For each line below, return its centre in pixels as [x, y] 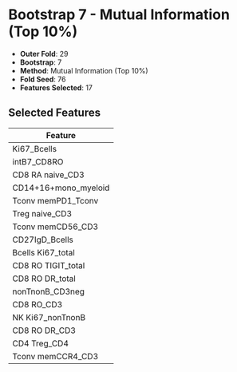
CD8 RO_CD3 [38, 304]
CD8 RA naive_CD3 [49, 175]
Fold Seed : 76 [43, 79]
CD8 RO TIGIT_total [49, 265]
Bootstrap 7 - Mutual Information [119, 15]
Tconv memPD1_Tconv [55, 200]
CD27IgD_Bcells [43, 239]
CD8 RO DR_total [44, 279]
